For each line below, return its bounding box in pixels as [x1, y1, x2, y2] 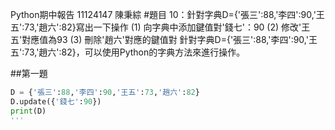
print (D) [10, 106, 47, 116]
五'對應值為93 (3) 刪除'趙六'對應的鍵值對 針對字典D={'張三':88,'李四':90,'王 [10, 34, 318, 45]
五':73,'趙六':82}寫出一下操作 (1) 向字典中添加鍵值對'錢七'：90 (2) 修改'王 [10, 21, 311, 33]
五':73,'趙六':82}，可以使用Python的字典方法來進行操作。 [10, 46, 246, 58]
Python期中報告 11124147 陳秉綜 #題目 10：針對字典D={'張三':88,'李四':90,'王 [10, 9, 325, 20]
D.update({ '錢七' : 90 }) [10, 96, 102, 107]
